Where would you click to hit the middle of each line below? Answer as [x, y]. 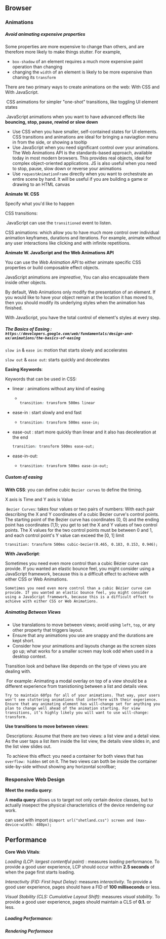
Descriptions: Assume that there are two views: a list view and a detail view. [83, 736]
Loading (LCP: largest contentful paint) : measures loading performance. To [82, 862]
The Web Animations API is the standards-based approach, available [82, 153]
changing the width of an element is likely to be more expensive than [82, 72]
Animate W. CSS [22, 194]
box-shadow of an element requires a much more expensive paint [78, 62]
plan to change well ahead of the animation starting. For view [73, 708]
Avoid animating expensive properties [45, 34]
